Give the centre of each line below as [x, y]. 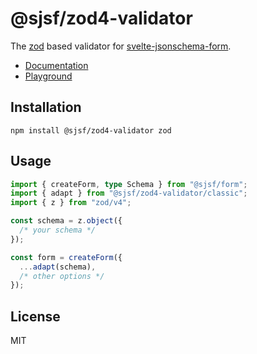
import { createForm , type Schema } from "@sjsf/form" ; [129, 184]
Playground [48, 76]
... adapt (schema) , [58, 267]
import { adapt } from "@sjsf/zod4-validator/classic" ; [129, 193]
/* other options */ [62, 276]
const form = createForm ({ [66, 257]
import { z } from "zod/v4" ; [71, 203]
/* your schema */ [58, 230]
